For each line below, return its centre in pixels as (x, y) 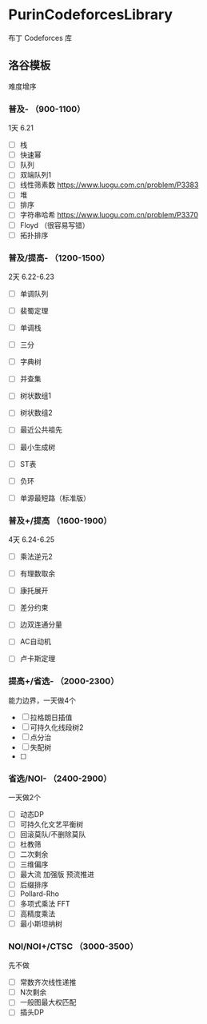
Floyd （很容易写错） (54, 225)
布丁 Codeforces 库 (40, 38)
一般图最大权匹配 (48, 1002)
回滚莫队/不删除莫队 (53, 835)
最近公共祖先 (41, 430)
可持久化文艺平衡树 (52, 824)
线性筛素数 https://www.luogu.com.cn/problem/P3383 (109, 185)
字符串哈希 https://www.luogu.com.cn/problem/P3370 (109, 215)
